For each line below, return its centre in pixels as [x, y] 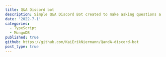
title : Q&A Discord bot [30, 10]
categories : [17, 24]
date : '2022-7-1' [23, 19]
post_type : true [22, 47]
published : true [22, 38]
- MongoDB [20, 33]
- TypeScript [23, 28]
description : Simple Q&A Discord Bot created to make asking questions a [83, 14]
